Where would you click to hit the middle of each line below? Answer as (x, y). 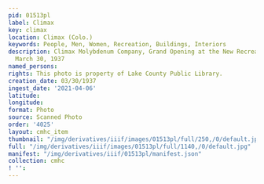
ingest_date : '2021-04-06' (52, 88)
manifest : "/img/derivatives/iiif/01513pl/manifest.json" (105, 153)
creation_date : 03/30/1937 (52, 81)
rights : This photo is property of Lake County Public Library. (115, 74)
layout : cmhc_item (38, 132)
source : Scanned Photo (45, 117)
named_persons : (33, 67)
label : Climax (31, 23)
